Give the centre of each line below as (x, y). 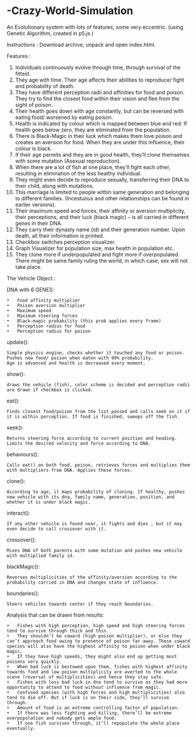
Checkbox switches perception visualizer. (65, 242)
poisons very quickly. (34, 661)
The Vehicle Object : (31, 278)
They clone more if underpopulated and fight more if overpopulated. (97, 254)
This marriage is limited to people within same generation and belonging (102, 192)
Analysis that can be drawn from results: (55, 615)
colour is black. (33, 148)
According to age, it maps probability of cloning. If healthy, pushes (96, 492)
